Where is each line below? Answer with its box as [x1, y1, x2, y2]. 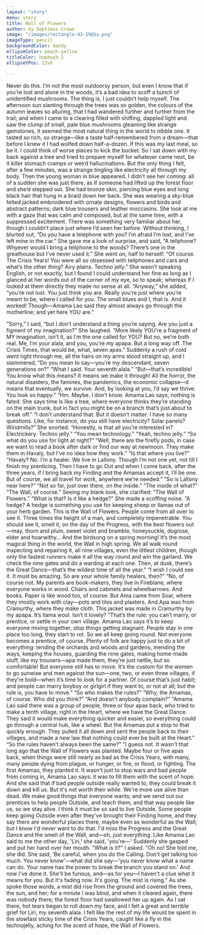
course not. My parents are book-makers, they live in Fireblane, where [6, 579, 183, 586]
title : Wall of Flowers [6, 20, 67, 26]
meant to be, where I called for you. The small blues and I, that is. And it [6, 295, 186, 303]
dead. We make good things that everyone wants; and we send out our [6, 792, 185, 799]
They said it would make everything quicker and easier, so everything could [6, 715, 196, 722]
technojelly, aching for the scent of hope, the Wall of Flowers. [6, 922, 161, 929]
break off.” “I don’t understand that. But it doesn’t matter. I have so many [6, 410, 188, 418]
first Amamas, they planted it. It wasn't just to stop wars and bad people [6, 766, 187, 774]
